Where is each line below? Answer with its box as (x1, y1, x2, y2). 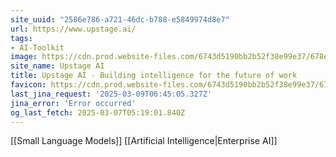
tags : (10, 33, 33, 43)
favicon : (10, 80, 47, 90)
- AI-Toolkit (10, 42, 65, 53)
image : (10, 52, 38, 62)
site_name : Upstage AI (10, 61, 105, 71)
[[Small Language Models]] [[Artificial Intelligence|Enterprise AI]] (10, 135, 278, 147)
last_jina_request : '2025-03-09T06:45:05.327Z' (10, 89, 213, 99)
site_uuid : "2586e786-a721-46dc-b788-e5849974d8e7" (10, 14, 230, 25)
